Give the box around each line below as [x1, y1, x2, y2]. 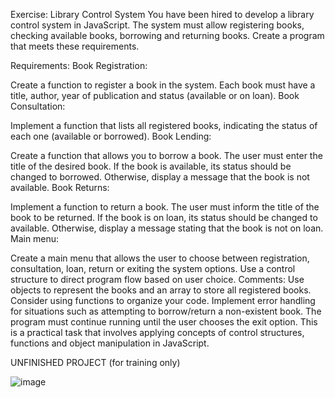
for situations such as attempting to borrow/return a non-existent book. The [10, 305, 322, 317]
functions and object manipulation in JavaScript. [10, 337, 210, 349]
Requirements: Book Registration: [10, 60, 148, 71]
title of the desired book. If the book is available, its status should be [10, 160, 292, 172]
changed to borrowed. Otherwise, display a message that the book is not [10, 171, 310, 183]
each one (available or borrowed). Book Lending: [10, 130, 212, 142]
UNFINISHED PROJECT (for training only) [10, 357, 181, 368]
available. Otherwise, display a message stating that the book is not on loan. [10, 222, 324, 234]
